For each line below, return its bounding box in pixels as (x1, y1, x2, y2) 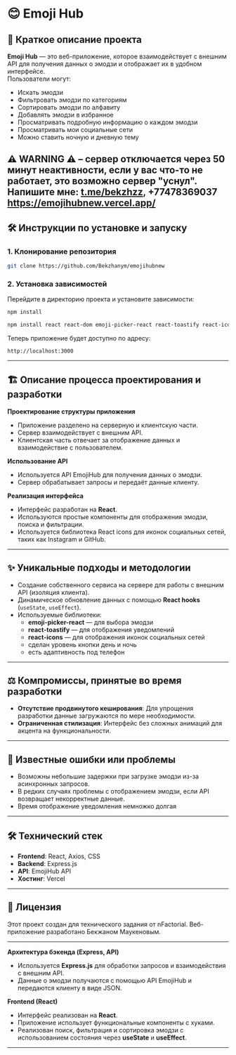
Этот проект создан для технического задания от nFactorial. (7, 919, 188, 929)
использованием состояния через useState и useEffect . (17, 1033, 188, 1042)
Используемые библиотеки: (17, 610, 102, 619)
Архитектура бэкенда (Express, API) (7, 948, 119, 956)
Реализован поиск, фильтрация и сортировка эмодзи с (17, 1025, 184, 1034)
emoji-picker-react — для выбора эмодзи (27, 617, 153, 627)
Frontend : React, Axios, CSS (17, 852, 100, 860)
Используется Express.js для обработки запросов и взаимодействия (17, 961, 226, 969)
